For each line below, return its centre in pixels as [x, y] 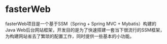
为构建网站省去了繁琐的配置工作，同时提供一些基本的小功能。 [70, 36]
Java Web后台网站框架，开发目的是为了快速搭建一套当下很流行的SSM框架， [85, 30]
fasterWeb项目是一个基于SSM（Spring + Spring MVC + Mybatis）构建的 [81, 23]
